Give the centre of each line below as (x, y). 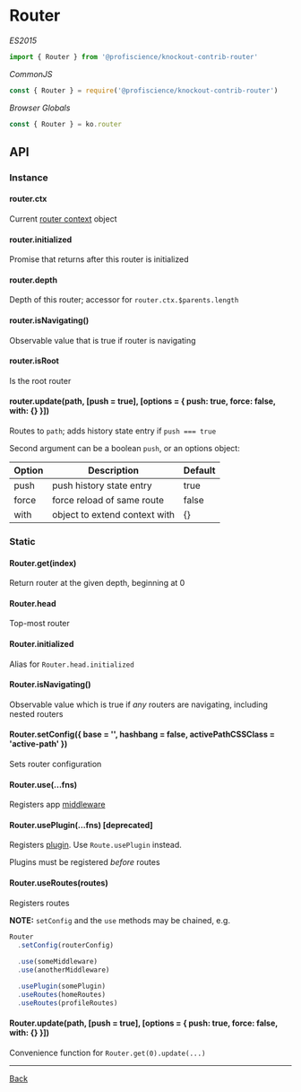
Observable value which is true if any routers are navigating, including (139, 704)
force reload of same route (108, 501)
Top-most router (39, 624)
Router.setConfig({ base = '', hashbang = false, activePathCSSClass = (142, 734)
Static (22, 542)
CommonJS (31, 74)
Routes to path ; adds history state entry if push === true (113, 431)
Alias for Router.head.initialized (72, 664)
